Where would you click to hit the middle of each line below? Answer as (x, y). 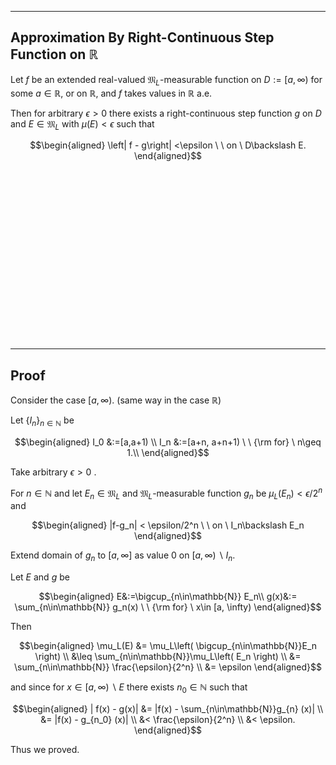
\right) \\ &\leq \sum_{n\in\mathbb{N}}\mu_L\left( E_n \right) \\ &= (168, 657)
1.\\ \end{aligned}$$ (168, 453)
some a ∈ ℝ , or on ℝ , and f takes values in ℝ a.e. (111, 93)
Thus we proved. (45, 750)
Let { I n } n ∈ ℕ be (42, 421)
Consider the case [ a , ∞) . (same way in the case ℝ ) (116, 400)
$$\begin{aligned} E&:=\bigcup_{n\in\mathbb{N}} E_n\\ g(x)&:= (168, 597)
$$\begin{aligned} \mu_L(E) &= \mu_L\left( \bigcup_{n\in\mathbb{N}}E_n (168, 646)
